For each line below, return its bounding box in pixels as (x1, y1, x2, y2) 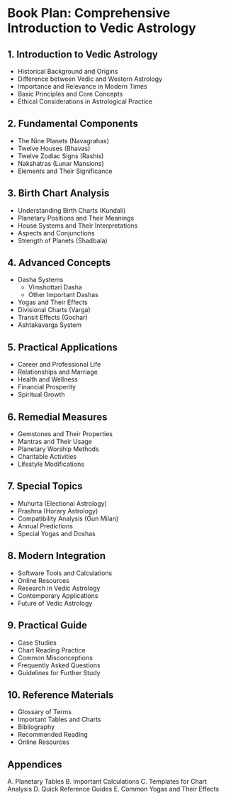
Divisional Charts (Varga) (17, 306, 91, 314)
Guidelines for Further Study (17, 668, 101, 677)
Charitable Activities (17, 452, 77, 461)
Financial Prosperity (17, 383, 77, 391)
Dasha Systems (17, 275, 64, 284)
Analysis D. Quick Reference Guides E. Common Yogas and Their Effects (7, 785, 220, 794)
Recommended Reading (17, 730, 89, 739)
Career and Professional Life (17, 360, 101, 369)
